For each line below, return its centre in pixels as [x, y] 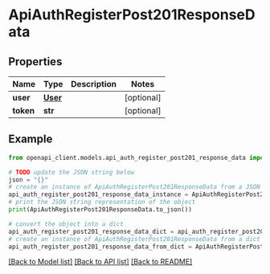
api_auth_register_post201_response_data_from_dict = [100, 247]
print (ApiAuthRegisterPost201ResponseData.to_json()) [100, 210]
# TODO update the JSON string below [72, 172]
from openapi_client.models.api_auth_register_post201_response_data [127, 157]
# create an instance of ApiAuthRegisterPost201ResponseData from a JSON [135, 187]
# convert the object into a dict [66, 224]
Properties [35, 61]
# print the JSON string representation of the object [102, 202]
